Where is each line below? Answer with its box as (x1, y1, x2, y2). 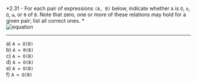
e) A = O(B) (6, 65, 34, 71)
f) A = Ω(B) (6, 71, 33, 78)
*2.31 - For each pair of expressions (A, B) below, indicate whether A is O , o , (6, 5, 191, 12)
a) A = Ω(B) (6, 40, 34, 47)
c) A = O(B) (6, 52, 34, 59)
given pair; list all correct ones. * (6, 17, 85, 24)
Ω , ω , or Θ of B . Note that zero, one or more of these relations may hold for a (6, 11, 186, 18)
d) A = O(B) (6, 59, 34, 66)
